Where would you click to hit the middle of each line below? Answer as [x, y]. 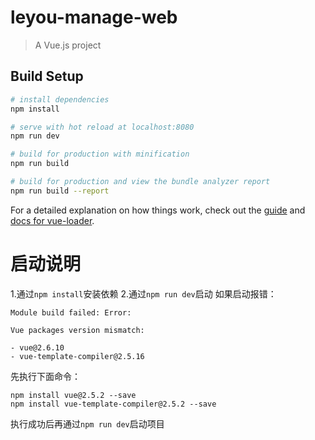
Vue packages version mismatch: [77, 330]
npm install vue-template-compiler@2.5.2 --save [113, 404]
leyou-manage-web [94, 17]
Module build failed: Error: [71, 312]
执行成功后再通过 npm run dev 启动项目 [87, 423]
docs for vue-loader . [52, 220]
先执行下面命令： [45, 376]
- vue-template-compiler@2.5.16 [77, 356]
